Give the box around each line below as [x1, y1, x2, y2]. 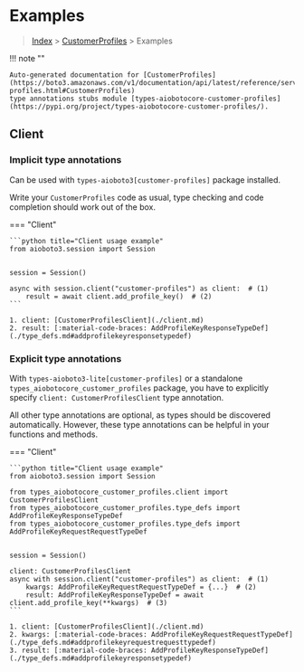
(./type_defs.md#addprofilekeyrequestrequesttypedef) [9, 638, 217, 647]
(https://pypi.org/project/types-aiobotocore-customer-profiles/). [9, 101, 270, 111]
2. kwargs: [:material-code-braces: [9, 629, 147, 639]
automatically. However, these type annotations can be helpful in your [9, 419, 270, 430]
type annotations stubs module [9, 94, 128, 103]
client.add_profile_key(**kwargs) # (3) [9, 598, 168, 607]
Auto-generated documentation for [9, 70, 140, 80]
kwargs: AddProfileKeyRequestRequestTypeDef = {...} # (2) [25, 582, 257, 592]
